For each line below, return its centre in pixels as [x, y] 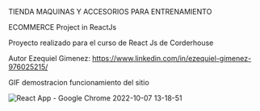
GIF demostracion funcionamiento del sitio [79, 82]
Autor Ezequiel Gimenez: [50, 58]
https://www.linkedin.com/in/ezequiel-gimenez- [172, 58]
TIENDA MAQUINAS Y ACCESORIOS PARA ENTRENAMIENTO [110, 12]
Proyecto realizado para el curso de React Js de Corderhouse [111, 43]
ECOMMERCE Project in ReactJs [63, 27]
